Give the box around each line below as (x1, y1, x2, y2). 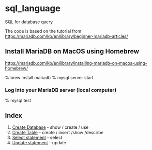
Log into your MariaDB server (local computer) (5, 86, 117, 93)
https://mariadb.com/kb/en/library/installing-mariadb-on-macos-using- (5, 60, 148, 66)
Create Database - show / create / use (12, 124, 89, 130)
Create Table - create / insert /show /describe (12, 129, 104, 135)
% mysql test (5, 97, 31, 104)
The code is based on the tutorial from (5, 28, 81, 34)
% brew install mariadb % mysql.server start (5, 74, 93, 80)
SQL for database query (5, 19, 53, 25)
